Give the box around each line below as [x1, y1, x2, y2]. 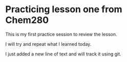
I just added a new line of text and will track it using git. [5, 51, 121, 57]
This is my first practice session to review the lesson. [5, 31, 117, 37]
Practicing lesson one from [5, 4, 122, 15]
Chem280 [5, 14, 49, 26]
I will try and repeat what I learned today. [5, 41, 92, 47]
